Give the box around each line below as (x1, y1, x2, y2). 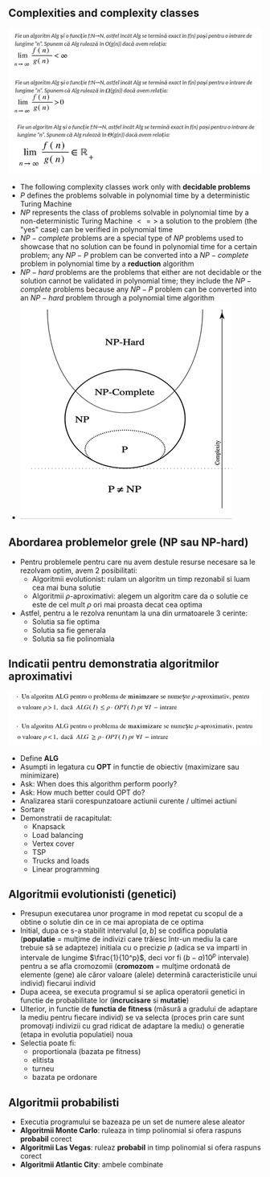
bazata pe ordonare (31, 1073, 98, 1082)
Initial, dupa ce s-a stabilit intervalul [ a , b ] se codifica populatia (19, 926, 228, 935)
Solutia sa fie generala (31, 625, 106, 635)
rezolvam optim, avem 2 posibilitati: (19, 566, 138, 575)
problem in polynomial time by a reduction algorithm (19, 259, 194, 268)
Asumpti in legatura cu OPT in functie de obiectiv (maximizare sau (19, 762, 239, 771)
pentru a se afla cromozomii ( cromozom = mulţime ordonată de (19, 962, 231, 971)
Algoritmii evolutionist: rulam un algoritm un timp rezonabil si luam (31, 574, 251, 583)
